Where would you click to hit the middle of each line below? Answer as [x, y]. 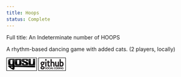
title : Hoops [23, 13]
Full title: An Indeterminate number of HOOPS [63, 37]
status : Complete [28, 19]
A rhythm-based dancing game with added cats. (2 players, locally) [91, 49]
